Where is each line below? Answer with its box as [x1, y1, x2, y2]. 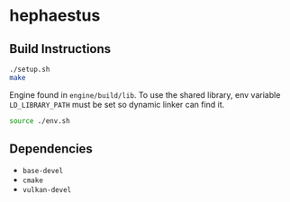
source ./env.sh [9, 116, 70, 126]
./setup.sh [9, 65, 50, 74]
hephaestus [9, 5, 101, 26]
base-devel [22, 167, 64, 176]
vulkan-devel [22, 186, 72, 195]
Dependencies [9, 141, 93, 157]
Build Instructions [9, 41, 112, 57]
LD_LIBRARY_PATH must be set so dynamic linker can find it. [9, 99, 225, 110]
